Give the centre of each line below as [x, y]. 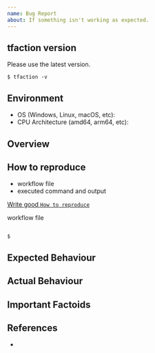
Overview [29, 144]
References [32, 328]
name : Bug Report [32, 13]
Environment [35, 98]
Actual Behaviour [45, 281]
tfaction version [42, 48]
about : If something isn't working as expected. [78, 20]
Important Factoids [49, 304]
